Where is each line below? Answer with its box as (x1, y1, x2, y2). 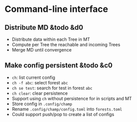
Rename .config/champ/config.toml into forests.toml (11, 106, 123, 112)
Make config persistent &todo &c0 (4, 61, 113, 70)
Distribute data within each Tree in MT (11, 36, 90, 42)
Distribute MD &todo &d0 (4, 23, 83, 32)
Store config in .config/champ (11, 101, 72, 107)
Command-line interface (4, 3, 108, 15)
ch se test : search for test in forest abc (11, 85, 93, 91)
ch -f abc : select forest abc (11, 79, 68, 85)
